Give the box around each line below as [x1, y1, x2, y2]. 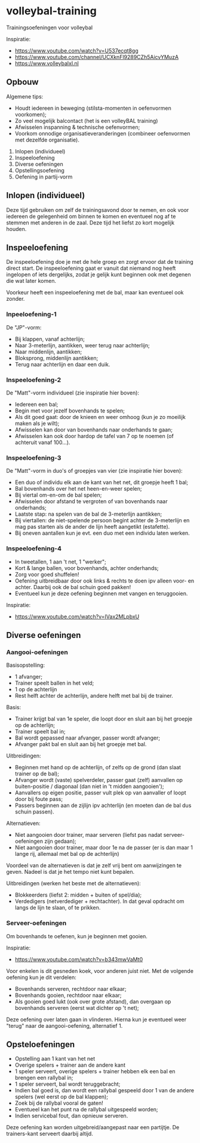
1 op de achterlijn [14, 686, 57, 693]
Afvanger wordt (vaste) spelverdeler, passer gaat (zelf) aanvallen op [14, 777, 183, 784]
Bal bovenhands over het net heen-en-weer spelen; [14, 485, 142, 492]
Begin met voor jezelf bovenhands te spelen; [14, 407, 125, 414]
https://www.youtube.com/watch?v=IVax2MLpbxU [14, 613, 140, 620]
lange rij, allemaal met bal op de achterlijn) [14, 851, 119, 858]
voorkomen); [14, 110, 47, 118]
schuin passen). [14, 808, 55, 815]
